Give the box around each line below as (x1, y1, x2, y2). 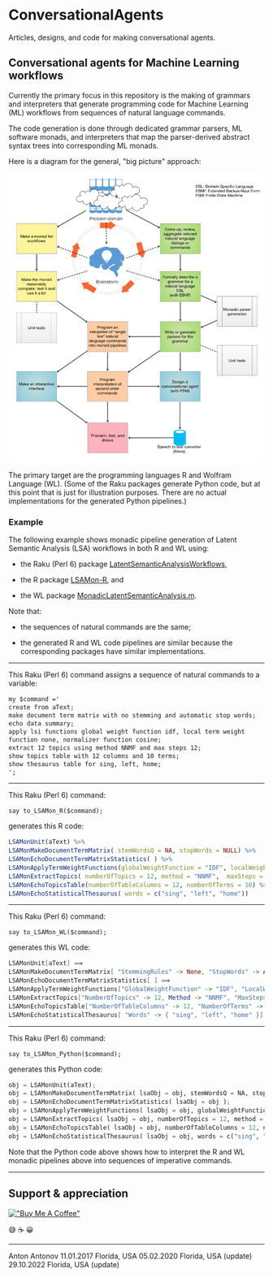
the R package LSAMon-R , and (19, 575, 124, 585)
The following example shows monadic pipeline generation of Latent (8, 535, 237, 545)
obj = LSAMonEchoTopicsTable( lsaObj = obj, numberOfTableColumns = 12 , (8, 1123, 260, 1132)
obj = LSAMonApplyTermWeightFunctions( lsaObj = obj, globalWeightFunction (8, 1106, 271, 1115)
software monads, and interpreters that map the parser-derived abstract (8, 132, 250, 141)
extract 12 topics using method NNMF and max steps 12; (8, 744, 201, 752)
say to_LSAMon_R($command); (8, 807, 104, 816)
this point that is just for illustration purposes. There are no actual (8, 487, 227, 497)
